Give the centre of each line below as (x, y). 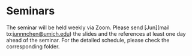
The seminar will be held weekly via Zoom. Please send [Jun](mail (88, 27)
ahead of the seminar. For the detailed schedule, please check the (88, 40)
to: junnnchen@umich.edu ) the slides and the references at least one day (96, 33)
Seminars (31, 11)
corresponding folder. (33, 46)
